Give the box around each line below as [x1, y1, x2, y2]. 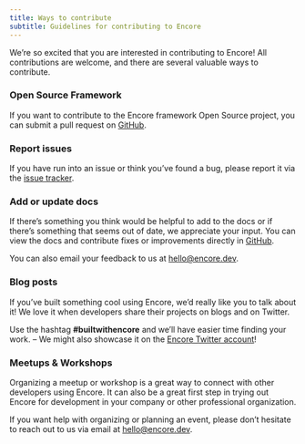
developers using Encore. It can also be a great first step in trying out [9, 387, 269, 398]
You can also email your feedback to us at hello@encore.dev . [9, 253, 239, 264]
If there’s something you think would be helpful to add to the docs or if [9, 216, 273, 227]
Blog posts [9, 275, 58, 288]
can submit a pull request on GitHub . [9, 119, 147, 130]
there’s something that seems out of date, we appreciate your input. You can [9, 225, 296, 237]
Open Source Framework [9, 88, 122, 101]
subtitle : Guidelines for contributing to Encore [9, 22, 202, 31]
